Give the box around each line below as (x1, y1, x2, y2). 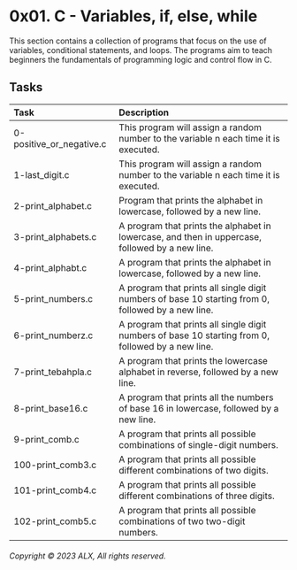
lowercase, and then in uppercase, (118, 230, 263, 243)
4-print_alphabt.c (13, 261, 88, 273)
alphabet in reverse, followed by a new (118, 366, 278, 378)
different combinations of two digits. (118, 464, 270, 476)
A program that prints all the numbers (118, 391, 274, 404)
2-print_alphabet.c (13, 199, 93, 212)
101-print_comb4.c (13, 484, 97, 497)
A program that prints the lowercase (118, 354, 268, 366)
